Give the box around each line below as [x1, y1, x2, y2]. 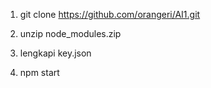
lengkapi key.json [19, 47, 92, 59]
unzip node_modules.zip [19, 28, 122, 39]
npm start [19, 67, 60, 78]
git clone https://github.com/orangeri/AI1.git [19, 9, 201, 20]
